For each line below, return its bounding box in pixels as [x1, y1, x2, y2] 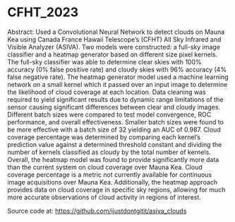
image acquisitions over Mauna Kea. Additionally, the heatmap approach [7, 177, 218, 186]
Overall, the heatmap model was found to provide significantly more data [7, 155, 219, 163]
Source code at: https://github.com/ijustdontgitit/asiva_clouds [7, 206, 187, 215]
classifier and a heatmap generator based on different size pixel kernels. [7, 50, 218, 59]
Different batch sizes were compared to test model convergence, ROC [7, 110, 212, 119]
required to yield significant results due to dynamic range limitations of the [7, 95, 224, 103]
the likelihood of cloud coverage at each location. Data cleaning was [7, 88, 206, 96]
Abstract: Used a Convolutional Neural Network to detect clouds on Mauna [7, 28, 225, 36]
